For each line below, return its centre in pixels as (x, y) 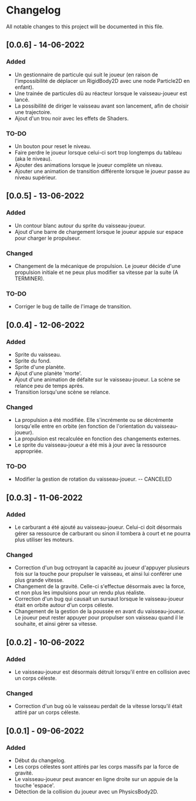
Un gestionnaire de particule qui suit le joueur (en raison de (86, 75)
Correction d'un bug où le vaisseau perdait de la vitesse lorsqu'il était (99, 706)
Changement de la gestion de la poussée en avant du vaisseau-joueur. (100, 611)
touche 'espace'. (35, 786)
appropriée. (28, 451)
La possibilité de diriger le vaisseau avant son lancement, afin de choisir (102, 106)
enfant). (24, 87)
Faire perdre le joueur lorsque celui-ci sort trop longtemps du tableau (98, 152)
